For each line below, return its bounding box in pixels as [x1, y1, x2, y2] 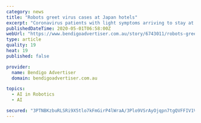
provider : [6, 64, 31, 70]
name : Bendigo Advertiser [11, 69, 77, 75]
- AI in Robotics [11, 91, 55, 97]
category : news [6, 8, 44, 15]
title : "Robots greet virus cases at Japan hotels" [6, 14, 138, 20]
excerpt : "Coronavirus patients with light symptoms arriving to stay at [6, 20, 194, 26]
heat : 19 [6, 48, 28, 54]
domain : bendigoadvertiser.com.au [11, 75, 98, 81]
